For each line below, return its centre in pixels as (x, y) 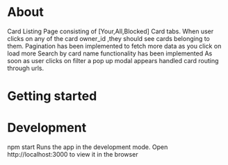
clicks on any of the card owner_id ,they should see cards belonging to (109, 38)
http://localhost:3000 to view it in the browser (73, 155)
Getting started (52, 96)
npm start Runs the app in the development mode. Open (88, 147)
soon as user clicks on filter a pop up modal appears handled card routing (113, 60)
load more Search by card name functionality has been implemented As (110, 53)
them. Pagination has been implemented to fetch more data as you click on (114, 46)
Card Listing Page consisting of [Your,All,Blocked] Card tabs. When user (111, 31)
